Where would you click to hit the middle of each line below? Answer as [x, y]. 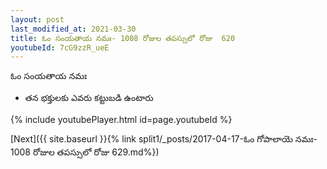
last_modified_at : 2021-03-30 [73, 29]
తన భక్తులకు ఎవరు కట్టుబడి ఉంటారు [89, 98]
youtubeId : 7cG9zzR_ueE [60, 47]
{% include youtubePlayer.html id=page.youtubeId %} [121, 120]
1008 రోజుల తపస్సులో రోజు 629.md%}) [85, 152]
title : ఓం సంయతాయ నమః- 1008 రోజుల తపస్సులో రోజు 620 [123, 38]
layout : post [37, 19]
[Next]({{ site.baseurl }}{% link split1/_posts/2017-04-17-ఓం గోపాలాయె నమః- [164, 139]
